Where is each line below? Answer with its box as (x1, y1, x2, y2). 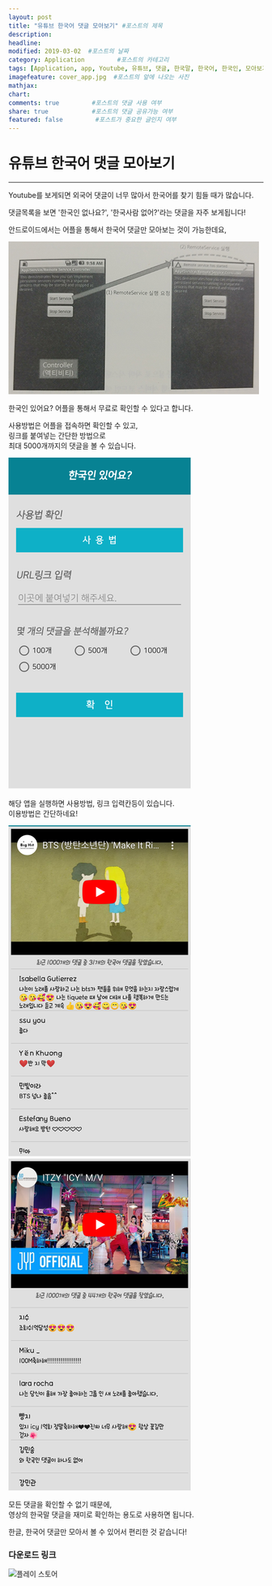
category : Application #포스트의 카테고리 (8, 56, 169, 64)
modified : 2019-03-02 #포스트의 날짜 (8, 47, 130, 56)
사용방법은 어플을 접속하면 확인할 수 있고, (8, 420, 138, 430)
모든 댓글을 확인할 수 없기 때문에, (8, 1500, 113, 1510)
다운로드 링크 (8, 1549, 57, 1560)
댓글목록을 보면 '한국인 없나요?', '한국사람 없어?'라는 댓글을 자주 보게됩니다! (8, 208, 246, 218)
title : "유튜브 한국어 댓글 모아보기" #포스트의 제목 (8, 21, 164, 30)
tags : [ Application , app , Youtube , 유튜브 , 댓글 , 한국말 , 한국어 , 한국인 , (8, 65, 243, 73)
